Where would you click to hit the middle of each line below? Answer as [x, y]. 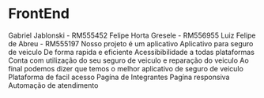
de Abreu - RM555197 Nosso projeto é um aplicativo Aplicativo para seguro [131, 43]
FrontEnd [39, 14]
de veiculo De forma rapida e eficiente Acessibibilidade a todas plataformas [132, 52]
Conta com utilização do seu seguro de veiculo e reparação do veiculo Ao [128, 60]
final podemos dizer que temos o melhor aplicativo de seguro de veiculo [126, 68]
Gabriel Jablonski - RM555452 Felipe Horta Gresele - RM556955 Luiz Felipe [132, 35]
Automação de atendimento [53, 85]
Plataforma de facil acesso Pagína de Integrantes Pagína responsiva [119, 77]
